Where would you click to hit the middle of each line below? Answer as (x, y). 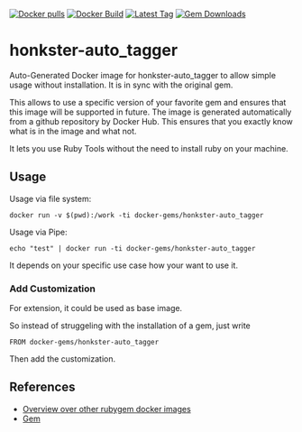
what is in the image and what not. (73, 131)
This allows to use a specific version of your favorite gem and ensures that (148, 102)
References (42, 387)
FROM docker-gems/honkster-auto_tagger (84, 343)
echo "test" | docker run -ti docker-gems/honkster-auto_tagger (133, 248)
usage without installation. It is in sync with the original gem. (121, 85)
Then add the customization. (63, 359)
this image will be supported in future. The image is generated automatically (151, 112)
